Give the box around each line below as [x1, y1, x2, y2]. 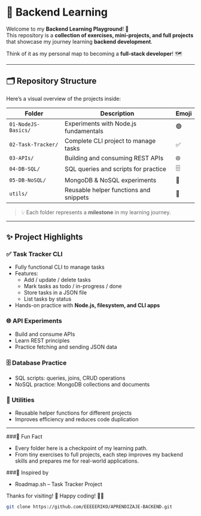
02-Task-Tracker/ [9, 141, 59, 148]
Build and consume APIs [14, 330, 75, 338]
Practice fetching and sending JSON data [14, 343, 118, 350]
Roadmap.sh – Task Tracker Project [14, 481, 103, 488]
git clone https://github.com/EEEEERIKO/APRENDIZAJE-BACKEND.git [6, 504, 172, 510]
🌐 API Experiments [6, 317, 62, 325]
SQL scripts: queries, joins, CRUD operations [14, 374, 126, 382]
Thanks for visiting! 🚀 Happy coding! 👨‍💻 [6, 492, 105, 500]
